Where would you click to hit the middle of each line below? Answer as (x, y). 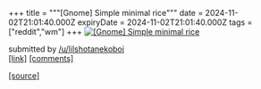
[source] (24, 76)
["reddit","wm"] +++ (45, 32)
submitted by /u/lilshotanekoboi (66, 49)
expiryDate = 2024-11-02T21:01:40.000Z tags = (165, 22)
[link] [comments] (41, 58)
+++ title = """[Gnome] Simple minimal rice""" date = (106, 13)
